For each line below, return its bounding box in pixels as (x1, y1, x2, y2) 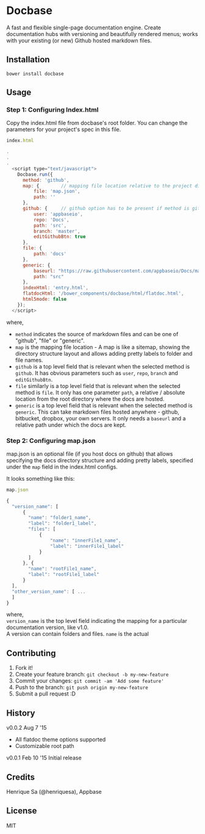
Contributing (6, 648, 56, 658)
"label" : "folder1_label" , (28, 520, 97, 527)
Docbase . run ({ (17, 171, 53, 178)
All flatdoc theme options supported (15, 736, 106, 743)
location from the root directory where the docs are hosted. (15, 395, 165, 403)
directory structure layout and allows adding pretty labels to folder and (15, 350, 193, 357)
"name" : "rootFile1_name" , (28, 566, 97, 572)
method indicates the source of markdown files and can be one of (15, 330, 179, 337)
